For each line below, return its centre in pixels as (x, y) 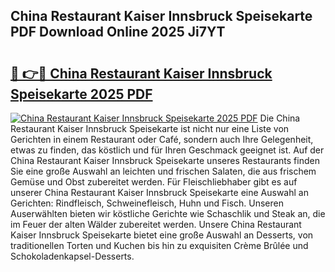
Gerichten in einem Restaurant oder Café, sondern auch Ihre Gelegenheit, (162, 139)
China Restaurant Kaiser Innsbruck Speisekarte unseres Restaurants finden (165, 160)
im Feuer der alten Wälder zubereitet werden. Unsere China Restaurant (156, 224)
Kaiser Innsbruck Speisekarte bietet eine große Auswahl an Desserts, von (162, 235)
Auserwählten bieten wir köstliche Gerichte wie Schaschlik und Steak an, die (168, 213)
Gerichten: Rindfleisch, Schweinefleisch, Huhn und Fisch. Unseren (147, 203)
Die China (280, 118)
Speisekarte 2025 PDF (81, 94)
